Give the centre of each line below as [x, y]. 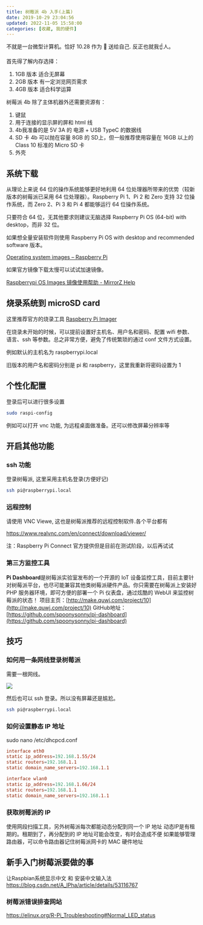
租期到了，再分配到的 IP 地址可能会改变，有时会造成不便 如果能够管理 [109, 834]
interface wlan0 [27, 779]
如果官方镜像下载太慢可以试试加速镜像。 [56, 270]
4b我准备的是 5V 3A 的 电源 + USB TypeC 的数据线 [78, 130]
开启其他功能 [30, 446]
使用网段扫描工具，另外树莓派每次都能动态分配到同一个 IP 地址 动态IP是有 [98, 826]
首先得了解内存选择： [33, 62]
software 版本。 [26, 245]
